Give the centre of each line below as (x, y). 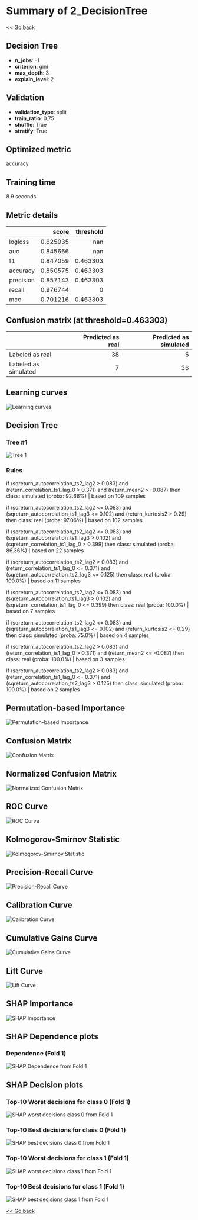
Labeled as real (30, 355)
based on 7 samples (31, 611)
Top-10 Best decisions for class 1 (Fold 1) (65, 1186)
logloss (19, 242)
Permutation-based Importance (66, 708)
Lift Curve (24, 971)
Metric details (32, 215)
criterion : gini (31, 66)
